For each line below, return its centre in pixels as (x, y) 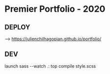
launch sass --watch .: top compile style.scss (50, 66)
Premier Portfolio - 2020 (55, 9)
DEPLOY (17, 27)
